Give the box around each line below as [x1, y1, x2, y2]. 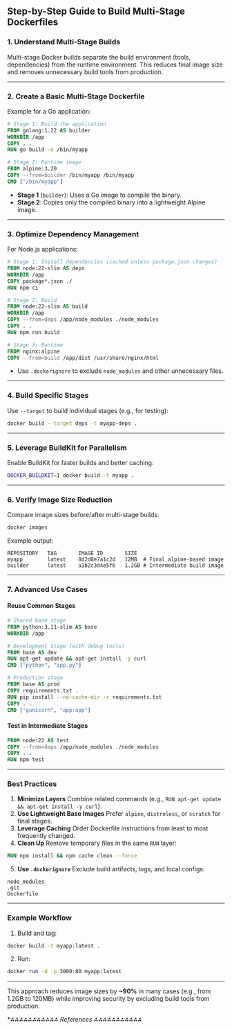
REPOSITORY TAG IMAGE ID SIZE [7, 550, 137, 557]
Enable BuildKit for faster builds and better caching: [7, 458, 154, 466]
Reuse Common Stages [7, 602, 76, 610]
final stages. [17, 817, 52, 826]
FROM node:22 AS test [7, 737, 70, 744]
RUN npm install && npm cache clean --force [7, 853, 137, 859]
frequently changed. [17, 832, 76, 840]
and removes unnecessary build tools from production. [7, 67, 164, 76]
